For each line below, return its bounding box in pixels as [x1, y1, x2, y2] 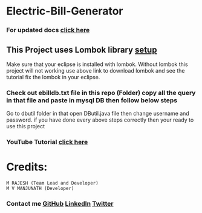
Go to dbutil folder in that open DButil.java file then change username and [6, 110, 189, 117]
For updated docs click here [6, 26, 90, 34]
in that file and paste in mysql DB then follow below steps [6, 96, 177, 104]
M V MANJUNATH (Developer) [6, 186, 74, 192]
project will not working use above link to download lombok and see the [6, 67, 185, 74]
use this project [6, 123, 45, 130]
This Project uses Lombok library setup [6, 44, 157, 55]
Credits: [6, 160, 48, 174]
